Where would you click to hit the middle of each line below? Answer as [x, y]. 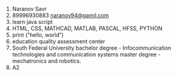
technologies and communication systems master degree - [86, 54]
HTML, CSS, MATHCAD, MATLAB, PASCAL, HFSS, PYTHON [87, 28]
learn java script [32, 22]
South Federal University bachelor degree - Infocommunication [92, 48]
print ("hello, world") [38, 35]
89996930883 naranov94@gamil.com [60, 15]
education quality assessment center [59, 41]
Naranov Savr [29, 9]
